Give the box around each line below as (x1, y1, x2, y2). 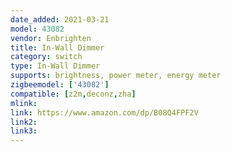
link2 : (10, 117, 38, 127)
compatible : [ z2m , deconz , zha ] (10, 89, 137, 99)
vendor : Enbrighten (10, 33, 92, 43)
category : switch (10, 52, 83, 62)
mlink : (10, 98, 38, 108)
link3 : (10, 126, 38, 136)
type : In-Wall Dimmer (10, 61, 101, 71)
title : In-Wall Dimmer (10, 42, 105, 53)
